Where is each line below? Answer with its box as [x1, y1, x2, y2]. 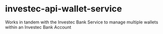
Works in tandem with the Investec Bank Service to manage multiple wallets [5, 19, 159, 25]
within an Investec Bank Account [5, 24, 71, 30]
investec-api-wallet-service [5, 3, 122, 14]
